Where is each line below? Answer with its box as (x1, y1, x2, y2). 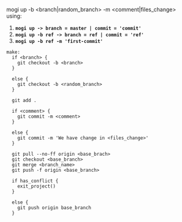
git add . (12, 98, 37, 104)
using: (6, 12, 22, 20)
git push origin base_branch (17, 205, 92, 211)
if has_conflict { (12, 178, 59, 184)
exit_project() (17, 183, 56, 189)
